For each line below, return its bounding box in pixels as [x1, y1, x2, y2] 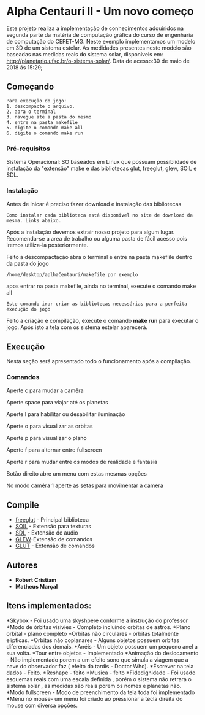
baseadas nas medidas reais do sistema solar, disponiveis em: [6, 50, 163, 58]
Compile [6, 500, 39, 510]
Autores [6, 560, 38, 570]
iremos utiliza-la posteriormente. [6, 241, 89, 249]
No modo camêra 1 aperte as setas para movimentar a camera [6, 482, 163, 489]
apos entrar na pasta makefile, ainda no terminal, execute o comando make [6, 282, 196, 290]
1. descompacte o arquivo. [6, 103, 75, 109]
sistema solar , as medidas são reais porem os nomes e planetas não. [6, 682, 182, 689]
